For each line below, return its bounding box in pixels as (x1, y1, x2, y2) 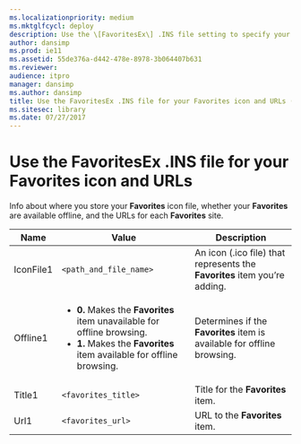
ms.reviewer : (9, 64, 58, 73)
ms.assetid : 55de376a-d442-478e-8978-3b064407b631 (9, 55, 202, 64)
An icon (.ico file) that (194, 247, 286, 259)
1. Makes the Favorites (76, 337, 175, 350)
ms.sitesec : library (9, 105, 87, 114)
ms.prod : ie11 (9, 47, 63, 56)
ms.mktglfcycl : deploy (9, 22, 94, 30)
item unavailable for (76, 315, 159, 327)
